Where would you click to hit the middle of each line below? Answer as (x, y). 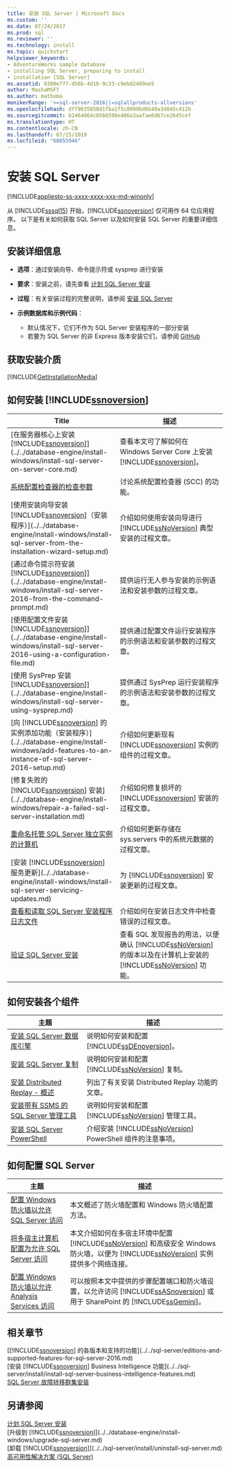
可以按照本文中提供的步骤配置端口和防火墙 (139, 1281)
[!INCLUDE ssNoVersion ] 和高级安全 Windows (143, 1243)
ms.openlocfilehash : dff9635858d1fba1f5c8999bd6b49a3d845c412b (99, 109)
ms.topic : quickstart (38, 52)
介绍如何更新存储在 (151, 828)
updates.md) (31, 898)
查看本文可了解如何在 (154, 441)
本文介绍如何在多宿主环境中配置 (122, 1233)
